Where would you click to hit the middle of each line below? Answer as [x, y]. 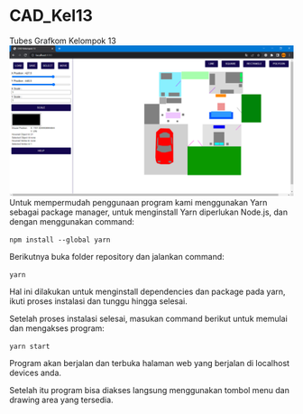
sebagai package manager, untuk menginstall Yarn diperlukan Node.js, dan [149, 212]
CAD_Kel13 [51, 16]
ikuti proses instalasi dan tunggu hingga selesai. [98, 301]
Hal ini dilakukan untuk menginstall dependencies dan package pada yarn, [147, 291]
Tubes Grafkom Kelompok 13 [63, 41]
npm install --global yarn [60, 240]
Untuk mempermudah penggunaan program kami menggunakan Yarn [138, 202]
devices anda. [35, 373]
